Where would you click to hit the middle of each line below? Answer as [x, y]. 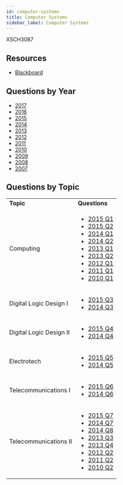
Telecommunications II [41, 441]
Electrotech [25, 361]
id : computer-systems [33, 12]
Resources [26, 58]
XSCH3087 [20, 40]
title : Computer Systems [37, 17]
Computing [25, 248]
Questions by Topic [43, 187]
